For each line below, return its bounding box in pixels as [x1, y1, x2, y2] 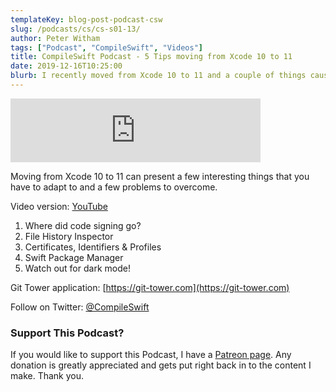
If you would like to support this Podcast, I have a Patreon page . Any [10, 349, 292, 361]
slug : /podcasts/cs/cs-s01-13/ [10, 24, 141, 34]
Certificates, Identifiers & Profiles [24, 241, 162, 253]
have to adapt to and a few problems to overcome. [10, 181, 218, 193]
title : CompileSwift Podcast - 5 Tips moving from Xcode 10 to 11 [10, 52, 293, 62]
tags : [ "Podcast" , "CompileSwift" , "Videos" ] [10, 42, 203, 53]
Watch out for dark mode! [24, 262, 131, 274]
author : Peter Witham [10, 33, 101, 43]
